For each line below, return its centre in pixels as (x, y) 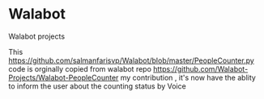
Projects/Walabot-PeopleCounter (64, 77)
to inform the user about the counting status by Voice (97, 86)
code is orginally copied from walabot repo (80, 68)
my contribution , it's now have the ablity (188, 77)
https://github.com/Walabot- (200, 68)
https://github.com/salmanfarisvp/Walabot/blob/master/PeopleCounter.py (132, 60)
